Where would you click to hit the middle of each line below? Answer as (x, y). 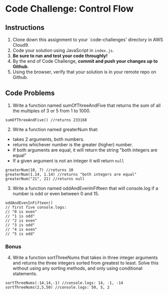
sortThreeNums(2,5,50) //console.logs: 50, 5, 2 (57, 287)
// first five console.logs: (36, 207)
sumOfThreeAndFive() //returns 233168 (46, 120)
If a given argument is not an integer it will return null (68, 160)
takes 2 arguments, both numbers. (48, 139)
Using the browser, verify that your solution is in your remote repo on (85, 72)
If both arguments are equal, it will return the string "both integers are (85, 150)
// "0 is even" (21, 212)
